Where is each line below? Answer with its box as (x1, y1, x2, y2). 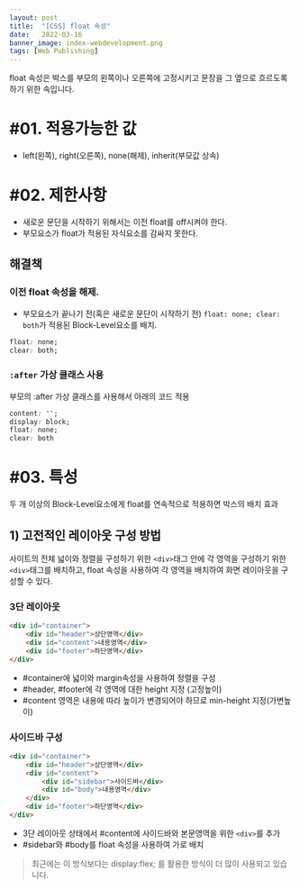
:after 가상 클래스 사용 (9, 368, 105, 381)
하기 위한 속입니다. (9, 84, 75, 95)
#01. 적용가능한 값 (9, 119, 137, 140)
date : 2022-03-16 (9, 30, 83, 39)
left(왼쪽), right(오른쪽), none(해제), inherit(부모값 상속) (22, 150, 220, 161)
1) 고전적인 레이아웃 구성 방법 (9, 528, 162, 543)
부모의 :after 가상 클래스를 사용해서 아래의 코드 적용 (9, 391, 190, 402)
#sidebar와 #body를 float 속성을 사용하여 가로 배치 (22, 839, 205, 849)
